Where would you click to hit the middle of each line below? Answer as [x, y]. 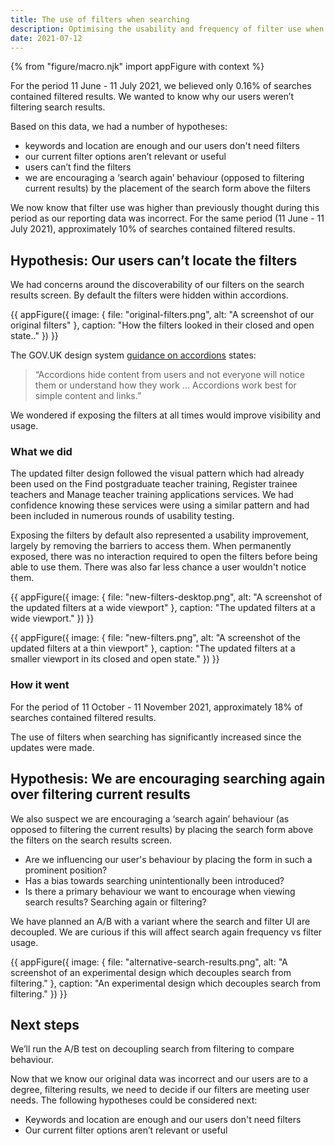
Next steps [45, 1024]
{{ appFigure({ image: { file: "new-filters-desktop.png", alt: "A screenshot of [166, 597]
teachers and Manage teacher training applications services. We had [152, 495]
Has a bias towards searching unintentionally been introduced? [154, 880]
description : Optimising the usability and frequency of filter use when [167, 29]
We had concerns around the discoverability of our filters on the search [157, 285]
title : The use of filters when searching [100, 19]
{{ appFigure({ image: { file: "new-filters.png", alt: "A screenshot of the [155, 638]
